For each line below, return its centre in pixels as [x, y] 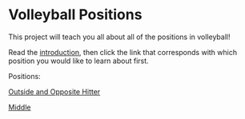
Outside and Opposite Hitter [54, 91]
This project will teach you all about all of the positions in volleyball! [119, 37]
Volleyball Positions [75, 15]
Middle [20, 107]
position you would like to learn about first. [79, 61]
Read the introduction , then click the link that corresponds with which [123, 52]
